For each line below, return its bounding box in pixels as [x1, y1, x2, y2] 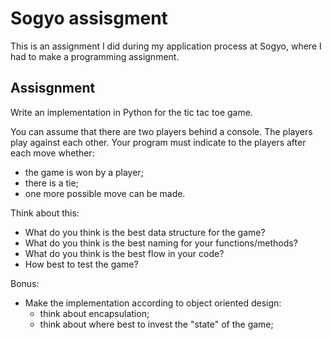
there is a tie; [24, 177, 79, 189]
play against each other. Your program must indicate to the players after [10, 136, 307, 148]
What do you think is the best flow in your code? [24, 247, 225, 259]
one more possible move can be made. [24, 187, 186, 199]
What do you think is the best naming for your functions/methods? [24, 237, 298, 249]
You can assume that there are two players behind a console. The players [10, 125, 313, 137]
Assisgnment [10, 80, 96, 97]
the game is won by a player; [24, 166, 144, 178]
